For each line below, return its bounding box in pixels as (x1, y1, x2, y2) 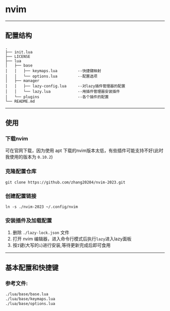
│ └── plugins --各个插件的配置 (5, 94, 109, 100)
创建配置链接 (5, 192, 37, 199)
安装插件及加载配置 (5, 217, 52, 224)
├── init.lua (5, 49, 33, 54)
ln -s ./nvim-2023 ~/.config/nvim (5, 204, 78, 209)
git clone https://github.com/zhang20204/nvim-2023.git (5, 179, 125, 185)
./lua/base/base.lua (5, 292, 49, 297)
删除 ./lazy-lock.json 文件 (12, 230, 70, 236)
